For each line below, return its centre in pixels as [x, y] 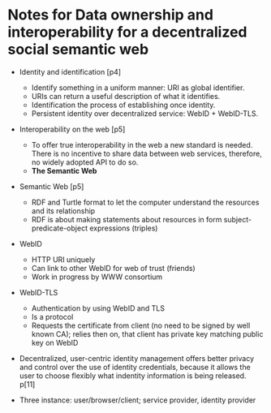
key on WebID [55, 342]
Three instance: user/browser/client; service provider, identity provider [138, 400]
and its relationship [63, 211]
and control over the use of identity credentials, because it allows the [135, 367]
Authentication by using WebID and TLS [98, 308]
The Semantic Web [64, 170]
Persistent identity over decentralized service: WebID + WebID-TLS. [145, 113]
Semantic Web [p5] [52, 186]
